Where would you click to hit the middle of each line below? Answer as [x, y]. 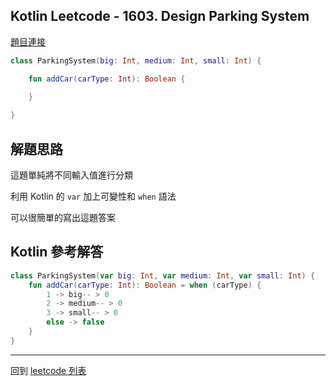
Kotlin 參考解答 [57, 252]
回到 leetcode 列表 [48, 370]
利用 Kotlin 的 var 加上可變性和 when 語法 [93, 196]
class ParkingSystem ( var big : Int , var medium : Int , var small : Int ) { [163, 275]
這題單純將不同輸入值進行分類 [71, 175]
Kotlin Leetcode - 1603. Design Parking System [160, 16]
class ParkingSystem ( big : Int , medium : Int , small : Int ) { [136, 60]
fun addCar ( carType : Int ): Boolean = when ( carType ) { [145, 285]
